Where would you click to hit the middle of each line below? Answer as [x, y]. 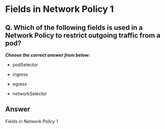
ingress [20, 74]
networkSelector [30, 94]
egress [20, 84]
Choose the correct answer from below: [48, 55]
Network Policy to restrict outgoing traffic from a [83, 35]
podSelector [25, 65]
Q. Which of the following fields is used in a [74, 28]
